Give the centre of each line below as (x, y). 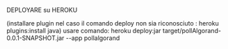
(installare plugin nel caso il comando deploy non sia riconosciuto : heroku (113, 23)
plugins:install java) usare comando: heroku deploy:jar (84, 31)
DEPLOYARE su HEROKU (42, 10)
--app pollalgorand (93, 38)
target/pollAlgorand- (192, 31)
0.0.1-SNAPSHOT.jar (35, 38)
